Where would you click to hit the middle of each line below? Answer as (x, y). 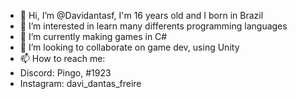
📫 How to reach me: (62, 58)
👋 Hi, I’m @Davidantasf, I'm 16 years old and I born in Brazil (141, 15)
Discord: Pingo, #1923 (65, 73)
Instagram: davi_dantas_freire (80, 83)
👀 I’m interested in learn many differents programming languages (153, 26)
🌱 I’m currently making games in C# (93, 36)
